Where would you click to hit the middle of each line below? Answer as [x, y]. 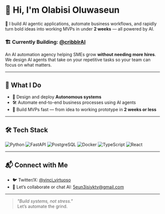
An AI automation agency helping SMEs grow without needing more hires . [81, 55]
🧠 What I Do [23, 85]
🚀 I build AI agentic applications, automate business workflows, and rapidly [81, 24]
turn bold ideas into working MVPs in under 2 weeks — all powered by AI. [80, 29]
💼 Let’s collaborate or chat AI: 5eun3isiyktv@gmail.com [68, 187]
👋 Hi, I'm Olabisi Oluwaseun [62, 10]
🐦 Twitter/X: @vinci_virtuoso [41, 180]
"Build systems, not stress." [45, 201]
